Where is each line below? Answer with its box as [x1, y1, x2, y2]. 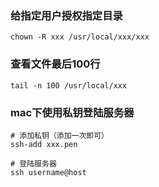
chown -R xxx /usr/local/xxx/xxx [10, 32, 150, 42]
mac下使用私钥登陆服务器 [10, 105, 135, 119]
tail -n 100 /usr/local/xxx [10, 80, 128, 91]
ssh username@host [10, 167, 87, 177]
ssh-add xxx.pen [10, 139, 78, 149]
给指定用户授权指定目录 [10, 8, 123, 22]
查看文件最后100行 [10, 57, 101, 71]
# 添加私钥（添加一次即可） [10, 130, 110, 141]
